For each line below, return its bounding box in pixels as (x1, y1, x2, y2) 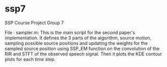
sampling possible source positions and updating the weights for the (5, 40, 148, 46)
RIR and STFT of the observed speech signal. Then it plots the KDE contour (5, 51, 162, 57)
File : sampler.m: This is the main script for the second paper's (5, 29, 136, 35)
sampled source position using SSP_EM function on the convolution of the (5, 45, 160, 51)
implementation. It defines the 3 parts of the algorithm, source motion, (5, 35, 152, 41)
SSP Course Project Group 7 (5, 20, 64, 26)
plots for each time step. (5, 56, 56, 62)
